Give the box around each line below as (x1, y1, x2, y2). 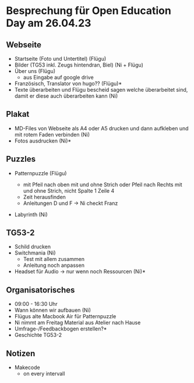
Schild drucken (14, 243, 51, 250)
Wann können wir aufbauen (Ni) (14, 307, 91, 314)
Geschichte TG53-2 (14, 332, 62, 339)
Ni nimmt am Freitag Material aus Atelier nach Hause (14, 319, 141, 326)
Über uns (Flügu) (14, 68, 56, 74)
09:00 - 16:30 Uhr (14, 301, 58, 308)
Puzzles (6, 154, 36, 164)
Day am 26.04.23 (6, 16, 91, 30)
